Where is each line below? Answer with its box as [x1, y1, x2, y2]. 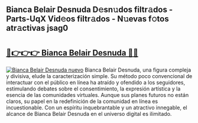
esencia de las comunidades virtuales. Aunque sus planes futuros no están [6, 92, 189, 98]
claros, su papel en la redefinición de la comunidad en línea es [6, 98, 158, 105]
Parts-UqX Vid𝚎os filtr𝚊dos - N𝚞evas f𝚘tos [6, 14, 170, 24]
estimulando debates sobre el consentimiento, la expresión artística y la [6, 85, 181, 92]
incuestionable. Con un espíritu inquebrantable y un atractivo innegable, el [6, 104, 187, 111]
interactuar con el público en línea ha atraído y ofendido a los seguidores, [6, 79, 185, 86]
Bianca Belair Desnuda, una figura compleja [85, 66, 191, 73]
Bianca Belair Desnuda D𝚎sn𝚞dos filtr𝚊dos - [6, 5, 173, 15]
